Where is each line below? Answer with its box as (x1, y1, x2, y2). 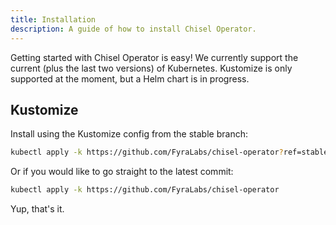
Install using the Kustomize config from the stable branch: (10, 128, 248, 140)
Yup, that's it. (10, 203, 65, 215)
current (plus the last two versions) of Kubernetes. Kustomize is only (10, 62, 293, 74)
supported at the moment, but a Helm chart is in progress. (10, 72, 250, 85)
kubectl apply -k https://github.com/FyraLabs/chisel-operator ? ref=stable (10, 147, 329, 158)
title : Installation (10, 14, 97, 25)
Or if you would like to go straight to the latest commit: (10, 166, 234, 178)
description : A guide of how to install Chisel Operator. (10, 24, 257, 34)
